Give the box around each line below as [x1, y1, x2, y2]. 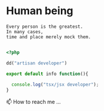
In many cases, [6, 28, 44, 35]
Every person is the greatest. [6, 24, 83, 30]
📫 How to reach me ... [6, 99, 61, 106]
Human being [6, 4, 74, 18]
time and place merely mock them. [6, 34, 92, 40]
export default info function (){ [6, 71, 89, 77]
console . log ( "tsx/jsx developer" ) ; [11, 81, 99, 88]
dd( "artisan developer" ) [6, 60, 67, 66]
